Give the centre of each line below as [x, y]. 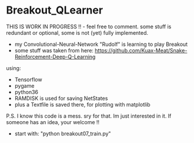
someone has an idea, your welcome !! [53, 122]
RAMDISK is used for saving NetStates [61, 98]
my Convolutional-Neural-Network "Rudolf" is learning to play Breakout [101, 44]
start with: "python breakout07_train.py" [63, 134]
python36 [26, 92]
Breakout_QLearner [55, 10]
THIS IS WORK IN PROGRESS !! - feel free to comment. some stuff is [89, 26]
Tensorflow [28, 79]
